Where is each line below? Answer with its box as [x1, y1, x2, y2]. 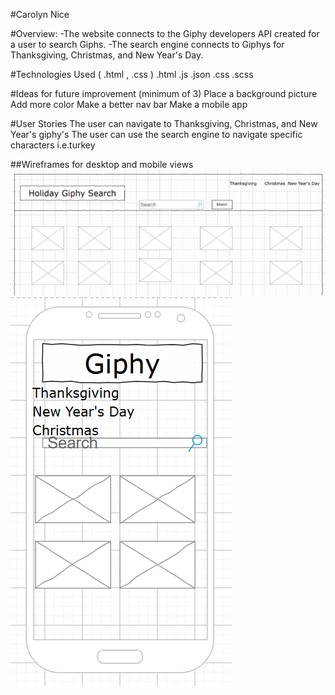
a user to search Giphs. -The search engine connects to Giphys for [10, 39, 285, 50]
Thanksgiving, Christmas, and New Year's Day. [10, 49, 204, 61]
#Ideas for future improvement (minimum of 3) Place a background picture [10, 88, 318, 99]
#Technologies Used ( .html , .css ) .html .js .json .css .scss [10, 69, 254, 80]
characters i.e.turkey [10, 139, 96, 151]
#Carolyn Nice [10, 9, 70, 20]
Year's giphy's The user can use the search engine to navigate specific [10, 129, 303, 140]
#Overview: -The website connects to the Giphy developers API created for [10, 28, 320, 39]
